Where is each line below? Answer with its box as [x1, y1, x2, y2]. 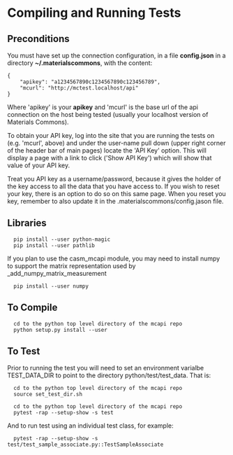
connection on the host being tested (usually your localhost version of [7, 111, 209, 118]
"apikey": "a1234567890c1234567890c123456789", [20, 78, 160, 85]
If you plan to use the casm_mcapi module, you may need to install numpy [7, 254, 220, 262]
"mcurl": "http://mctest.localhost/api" [20, 85, 139, 92]
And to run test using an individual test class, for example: [7, 421, 174, 430]
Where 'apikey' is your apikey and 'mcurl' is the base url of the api [7, 103, 199, 111]
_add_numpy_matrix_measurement [7, 269, 107, 277]
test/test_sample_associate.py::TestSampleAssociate [7, 441, 164, 449]
